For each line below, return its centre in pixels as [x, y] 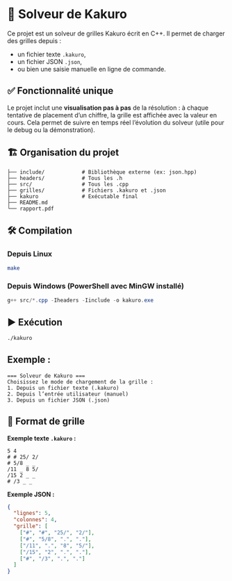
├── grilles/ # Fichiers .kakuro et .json [87, 190]
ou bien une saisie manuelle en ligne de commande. [92, 69]
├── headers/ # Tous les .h [65, 178]
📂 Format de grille [46, 422]
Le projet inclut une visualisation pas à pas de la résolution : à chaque [108, 108]
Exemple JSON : [31, 494]
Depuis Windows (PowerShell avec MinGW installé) [96, 286]
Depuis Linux [30, 254]
